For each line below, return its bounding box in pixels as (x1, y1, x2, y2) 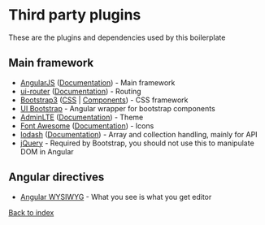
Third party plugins (8, 6, 141, 24)
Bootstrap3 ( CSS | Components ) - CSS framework (20, 95, 189, 105)
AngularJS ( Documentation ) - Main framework (20, 77, 176, 87)
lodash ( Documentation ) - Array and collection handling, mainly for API (20, 129, 258, 139)
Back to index (8, 207, 54, 217)
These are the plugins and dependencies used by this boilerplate (8, 32, 226, 42)
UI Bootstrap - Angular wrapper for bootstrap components (20, 103, 215, 113)
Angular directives (8, 171, 105, 184)
